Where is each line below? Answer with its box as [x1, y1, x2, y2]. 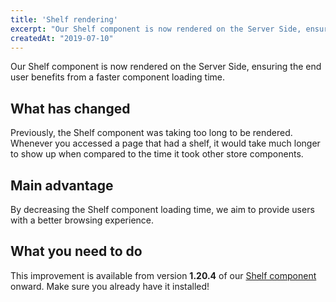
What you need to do [10, 243, 143, 260]
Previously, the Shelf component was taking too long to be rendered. [10, 127, 293, 139]
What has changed [10, 100, 131, 117]
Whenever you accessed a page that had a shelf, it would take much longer [10, 137, 321, 150]
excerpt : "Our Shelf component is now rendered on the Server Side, [10, 24, 302, 34]
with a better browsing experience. [10, 214, 155, 226]
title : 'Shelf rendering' [10, 14, 118, 25]
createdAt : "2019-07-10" [10, 33, 114, 43]
